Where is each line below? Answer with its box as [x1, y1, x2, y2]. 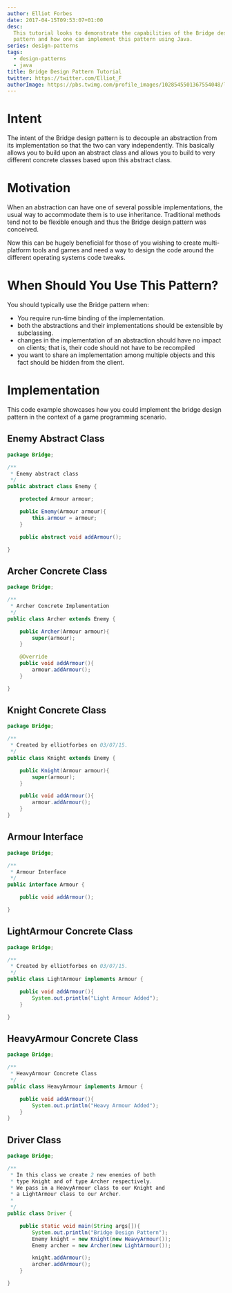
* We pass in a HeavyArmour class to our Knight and [10, 1184, 166, 1191]
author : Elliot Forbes [7, 10, 72, 17]
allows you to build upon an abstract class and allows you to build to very [7, 148, 215, 157]
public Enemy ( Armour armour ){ [19, 508, 107, 515]
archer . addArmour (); [32, 1261, 91, 1268]
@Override [19, 653, 48, 661]
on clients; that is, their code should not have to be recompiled [17, 344, 195, 352]
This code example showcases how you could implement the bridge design [7, 406, 222, 413]
